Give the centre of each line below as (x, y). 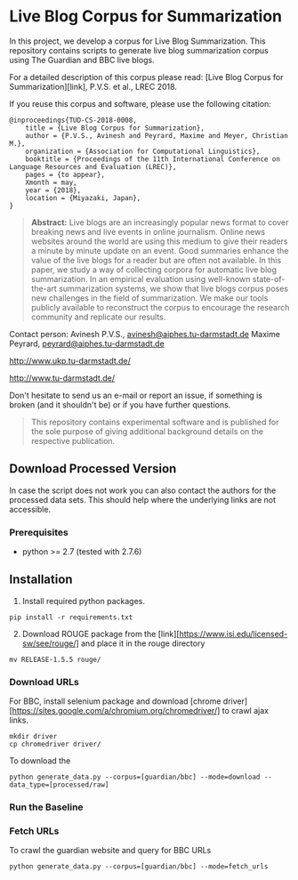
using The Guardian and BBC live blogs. (82, 60)
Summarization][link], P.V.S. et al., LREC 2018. (93, 86)
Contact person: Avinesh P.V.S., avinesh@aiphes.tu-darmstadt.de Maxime (145, 334)
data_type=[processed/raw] (59, 785)
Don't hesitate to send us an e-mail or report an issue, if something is (136, 395)
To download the (40, 761)
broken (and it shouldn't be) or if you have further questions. (120, 404)
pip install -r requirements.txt (71, 617)
